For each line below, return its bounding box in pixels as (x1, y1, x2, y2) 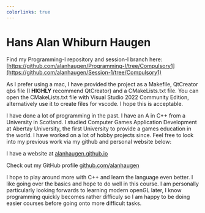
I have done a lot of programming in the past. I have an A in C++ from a (6, 111, 185, 119)
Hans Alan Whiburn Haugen (6, 35, 151, 49)
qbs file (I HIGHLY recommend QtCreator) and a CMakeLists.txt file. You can (6, 87, 199, 94)
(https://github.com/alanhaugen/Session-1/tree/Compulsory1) (6, 69, 162, 76)
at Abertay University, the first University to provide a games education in (6, 125, 192, 132)
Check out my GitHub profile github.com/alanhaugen (6, 162, 140, 169)
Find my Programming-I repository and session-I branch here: (6, 56, 163, 63)
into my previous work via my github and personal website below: (6, 138, 172, 145)
